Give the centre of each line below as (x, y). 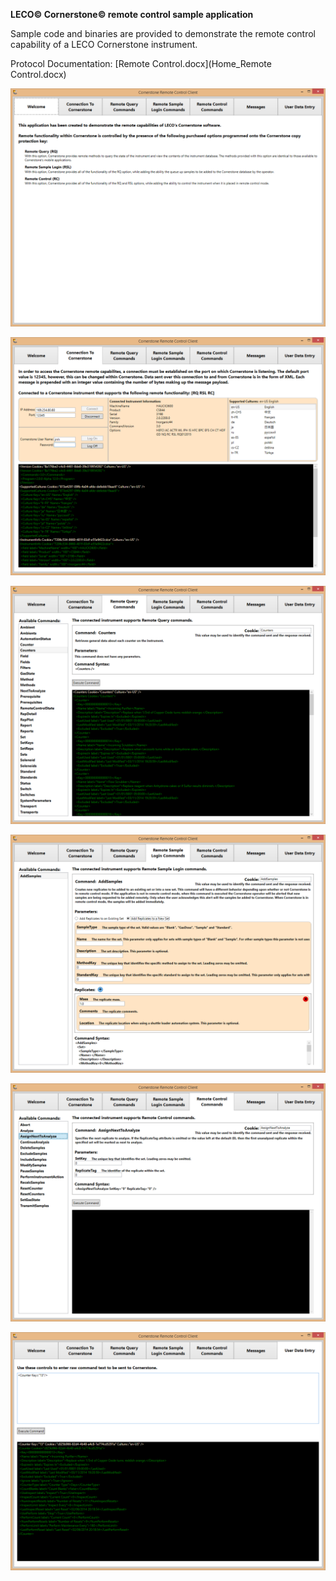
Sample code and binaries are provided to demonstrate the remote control (163, 33)
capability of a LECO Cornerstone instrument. (104, 44)
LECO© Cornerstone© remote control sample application (132, 14)
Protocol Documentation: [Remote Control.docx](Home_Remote (141, 63)
